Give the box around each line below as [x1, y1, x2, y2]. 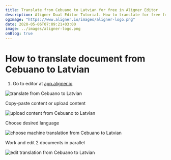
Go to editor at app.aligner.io [12, 80, 73, 86]
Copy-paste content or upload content [5, 100, 86, 106]
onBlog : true [5, 31, 33, 36]
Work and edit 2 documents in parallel [5, 139, 85, 145]
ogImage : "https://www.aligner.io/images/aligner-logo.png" [5, 17, 136, 22]
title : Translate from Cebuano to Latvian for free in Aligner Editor [5, 7, 158, 13]
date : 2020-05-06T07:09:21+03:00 [5, 21, 76, 27]
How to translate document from [5, 53, 146, 65]
